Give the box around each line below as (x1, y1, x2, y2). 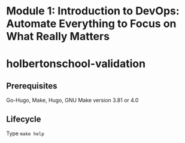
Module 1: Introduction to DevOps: (6, 4, 180, 18)
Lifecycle (6, 114, 41, 124)
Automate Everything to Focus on (6, 17, 177, 31)
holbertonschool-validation (6, 57, 145, 71)
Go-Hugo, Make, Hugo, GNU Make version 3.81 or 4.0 (6, 97, 139, 104)
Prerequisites (6, 81, 57, 91)
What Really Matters (6, 30, 110, 43)
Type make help (6, 130, 45, 137)
